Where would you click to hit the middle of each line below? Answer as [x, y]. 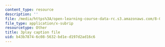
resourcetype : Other [26, 28]
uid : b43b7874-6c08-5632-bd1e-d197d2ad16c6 [50, 37]
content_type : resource [29, 10]
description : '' [22, 14]
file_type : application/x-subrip [39, 23]
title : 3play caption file [33, 32]
